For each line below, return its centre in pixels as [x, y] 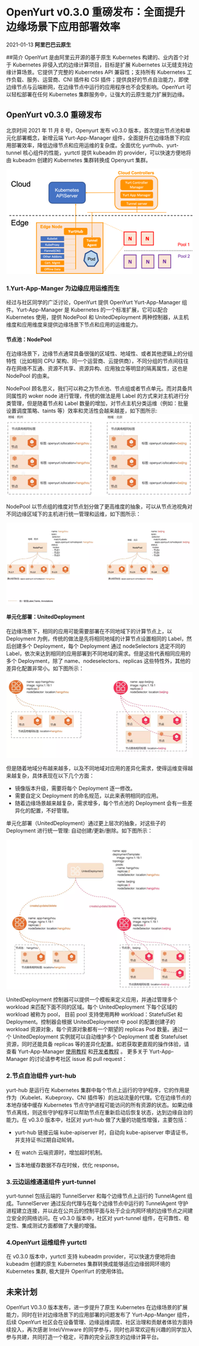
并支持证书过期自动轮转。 [46, 1140]
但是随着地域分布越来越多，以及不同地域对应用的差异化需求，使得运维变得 [97, 768]
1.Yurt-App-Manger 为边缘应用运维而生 [63, 288]
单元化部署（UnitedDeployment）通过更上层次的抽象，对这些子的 [86, 823]
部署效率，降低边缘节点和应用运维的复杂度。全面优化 [76, 145]
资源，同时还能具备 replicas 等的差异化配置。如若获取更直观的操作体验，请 [98, 1044]
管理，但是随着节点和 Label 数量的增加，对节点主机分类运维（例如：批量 [99, 403]
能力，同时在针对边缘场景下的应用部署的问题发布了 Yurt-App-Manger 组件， [99, 1315]
